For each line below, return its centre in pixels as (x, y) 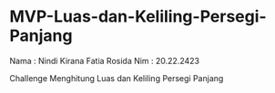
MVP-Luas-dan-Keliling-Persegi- (138, 17)
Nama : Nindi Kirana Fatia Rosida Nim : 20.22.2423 (105, 60)
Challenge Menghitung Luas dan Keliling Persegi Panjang (117, 78)
